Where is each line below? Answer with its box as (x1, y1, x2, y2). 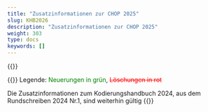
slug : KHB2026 (7, 17, 49, 24)
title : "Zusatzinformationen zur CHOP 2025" (7, 10, 139, 17)
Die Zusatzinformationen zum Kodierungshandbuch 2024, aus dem (7, 89, 201, 97)
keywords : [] (7, 43, 46, 50)
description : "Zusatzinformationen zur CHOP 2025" (7, 23, 158, 30)
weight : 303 (7, 29, 42, 37)
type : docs (7, 36, 39, 43)
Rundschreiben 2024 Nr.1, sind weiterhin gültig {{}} (7, 97, 154, 105)
